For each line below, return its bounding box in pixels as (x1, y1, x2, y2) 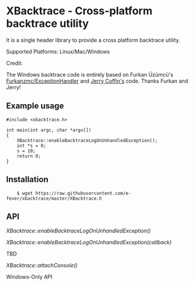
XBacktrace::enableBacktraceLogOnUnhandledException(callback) (6, 239, 172, 246)
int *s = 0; (17, 143, 46, 149)
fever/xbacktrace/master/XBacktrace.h (6, 195, 102, 202)
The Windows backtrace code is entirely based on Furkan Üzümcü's (6, 71, 174, 78)
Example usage (6, 101, 64, 111)
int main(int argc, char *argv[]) (6, 127, 92, 133)
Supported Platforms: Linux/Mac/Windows (6, 48, 110, 55)
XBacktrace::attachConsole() (6, 262, 78, 269)
